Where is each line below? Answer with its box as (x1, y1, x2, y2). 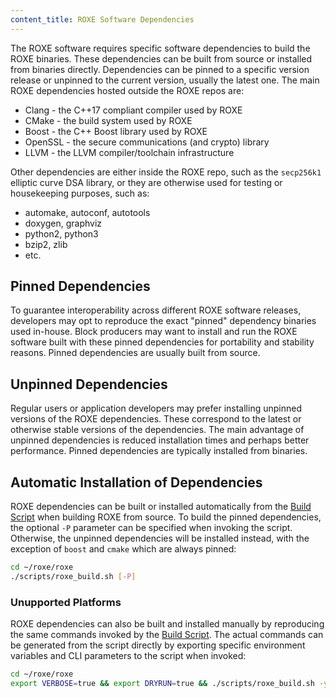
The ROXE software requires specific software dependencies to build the (10, 42, 311, 54)
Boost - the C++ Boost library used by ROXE (24, 125, 208, 137)
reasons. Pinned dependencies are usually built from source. (10, 347, 261, 359)
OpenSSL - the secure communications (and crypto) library (24, 136, 270, 148)
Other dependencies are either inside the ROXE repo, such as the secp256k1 (10, 166, 322, 178)
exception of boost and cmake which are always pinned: (10, 543, 237, 555)
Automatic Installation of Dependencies (10, 474, 263, 491)
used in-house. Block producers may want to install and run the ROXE (10, 326, 298, 338)
